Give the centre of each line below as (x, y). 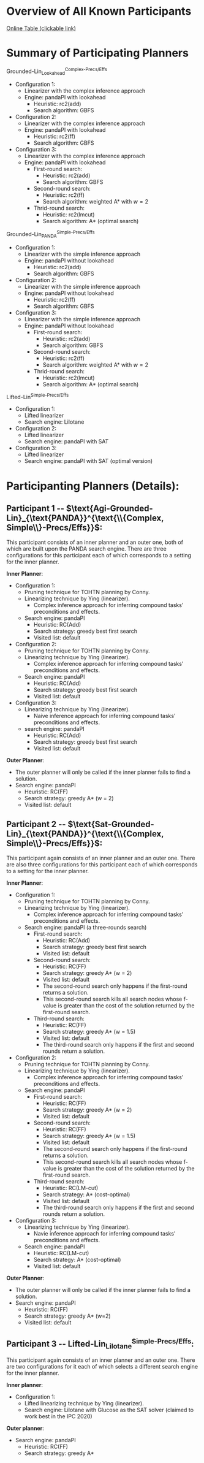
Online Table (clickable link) (41, 28)
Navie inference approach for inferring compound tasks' (104, 1234)
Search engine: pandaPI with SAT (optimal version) (89, 461)
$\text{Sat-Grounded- (111, 824)
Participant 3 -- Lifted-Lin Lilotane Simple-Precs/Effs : (100, 1343)
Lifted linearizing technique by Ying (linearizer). (84, 1404)
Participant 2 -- (36, 824)
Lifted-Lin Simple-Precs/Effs (38, 397)
